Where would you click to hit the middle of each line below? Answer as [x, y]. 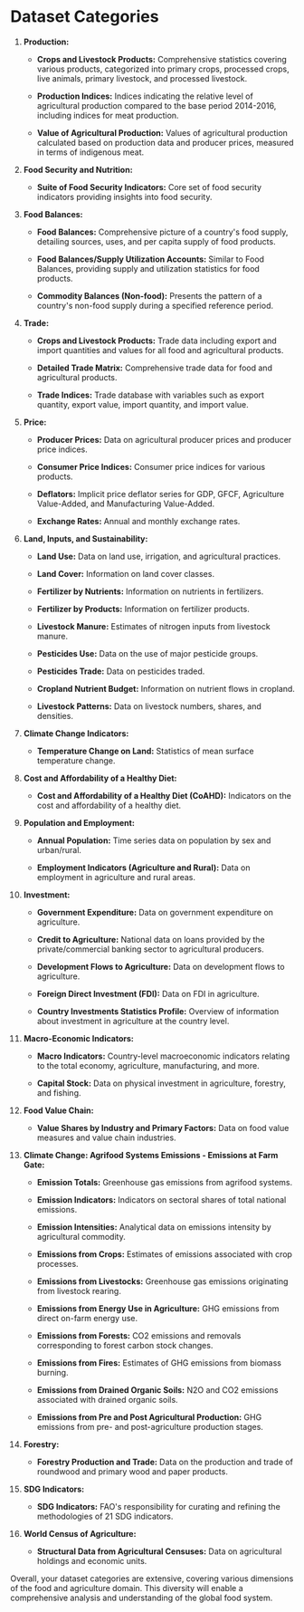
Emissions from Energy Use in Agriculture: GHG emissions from [158, 1308]
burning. [52, 1372]
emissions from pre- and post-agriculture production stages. [150, 1426]
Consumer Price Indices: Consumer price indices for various [151, 466]
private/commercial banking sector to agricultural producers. [151, 949]
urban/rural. [59, 849]
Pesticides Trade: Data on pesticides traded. [121, 671]
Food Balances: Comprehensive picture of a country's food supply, [162, 232]
